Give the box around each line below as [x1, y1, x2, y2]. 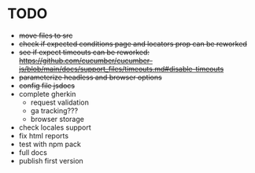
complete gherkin [18, 89, 76, 98]
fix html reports [18, 131, 68, 140]
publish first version [18, 156, 83, 165]
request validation [30, 98, 90, 107]
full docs [18, 147, 48, 157]
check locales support [18, 123, 91, 132]
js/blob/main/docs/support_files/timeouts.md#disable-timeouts [18, 64, 224, 73]
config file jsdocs [18, 80, 76, 90]
